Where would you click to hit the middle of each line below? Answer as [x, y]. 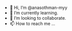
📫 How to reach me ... [32, 24]
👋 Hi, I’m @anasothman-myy [38, 8]
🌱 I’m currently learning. [34, 13]
